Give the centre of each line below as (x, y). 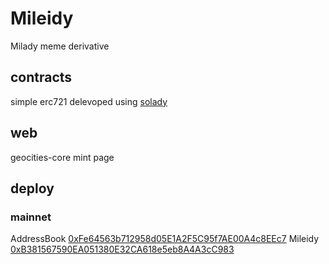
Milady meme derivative (60, 46)
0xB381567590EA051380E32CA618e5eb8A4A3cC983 (122, 249)
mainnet (31, 217)
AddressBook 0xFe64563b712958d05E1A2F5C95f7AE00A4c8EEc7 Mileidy (165, 239)
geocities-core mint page (62, 157)
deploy (32, 188)
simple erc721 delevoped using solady (89, 101)
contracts (41, 77)
